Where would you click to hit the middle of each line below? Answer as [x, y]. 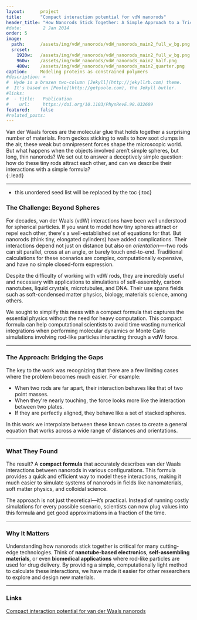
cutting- [169, 546]
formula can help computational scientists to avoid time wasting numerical [96, 324]
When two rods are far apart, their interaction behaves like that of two [99, 387]
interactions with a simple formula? [48, 169]
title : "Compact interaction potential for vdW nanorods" [86, 17]
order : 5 [17, 33]
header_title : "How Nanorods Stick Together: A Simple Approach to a [93, 22]
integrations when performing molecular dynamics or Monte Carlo [86, 331]
